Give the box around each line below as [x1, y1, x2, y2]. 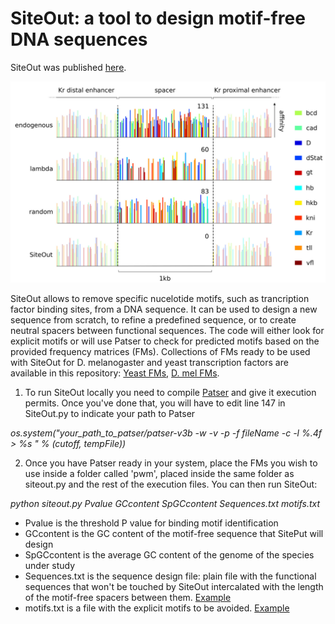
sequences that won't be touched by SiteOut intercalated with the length [24, 580, 324, 592]
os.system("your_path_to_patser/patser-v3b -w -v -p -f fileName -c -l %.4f [10, 427, 322, 439]
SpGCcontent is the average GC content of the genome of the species [24, 548, 315, 561]
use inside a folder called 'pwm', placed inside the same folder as [24, 467, 295, 479]
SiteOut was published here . [10, 61, 127, 73]
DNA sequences [10, 28, 148, 51]
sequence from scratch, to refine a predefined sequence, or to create [10, 313, 297, 326]
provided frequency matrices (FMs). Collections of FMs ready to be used [10, 345, 311, 357]
